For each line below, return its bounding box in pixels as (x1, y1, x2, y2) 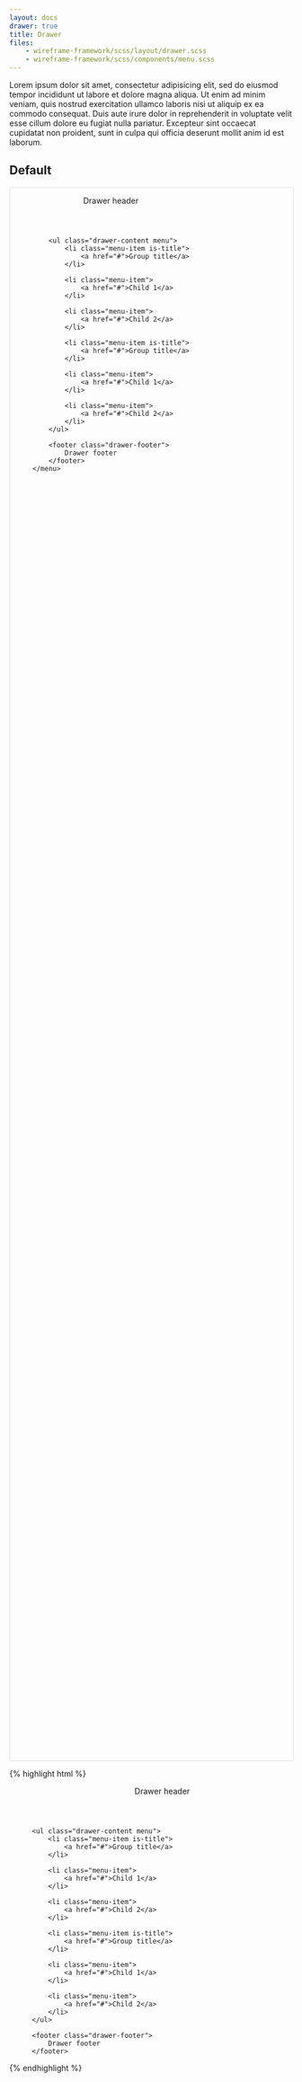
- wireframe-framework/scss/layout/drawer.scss (25, 47, 207, 56)
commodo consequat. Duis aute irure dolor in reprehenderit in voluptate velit (9, 109, 292, 119)
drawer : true (9, 22, 58, 31)
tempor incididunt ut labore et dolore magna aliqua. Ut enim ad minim (9, 89, 266, 100)
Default (9, 163, 52, 178)
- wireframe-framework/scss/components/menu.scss (25, 55, 216, 64)
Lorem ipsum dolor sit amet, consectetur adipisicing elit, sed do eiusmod (9, 80, 279, 90)
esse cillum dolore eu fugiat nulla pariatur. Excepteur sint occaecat (9, 118, 256, 128)
